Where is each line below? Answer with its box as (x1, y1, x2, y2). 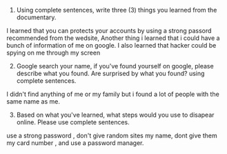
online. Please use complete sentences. (16, 118, 130, 126)
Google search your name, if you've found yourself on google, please (16, 62, 215, 70)
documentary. (16, 13, 57, 21)
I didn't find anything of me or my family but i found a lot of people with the (6, 90, 220, 98)
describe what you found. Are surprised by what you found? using (16, 69, 205, 77)
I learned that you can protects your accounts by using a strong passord (6, 27, 212, 35)
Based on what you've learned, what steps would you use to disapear (16, 110, 215, 119)
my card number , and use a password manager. (6, 139, 144, 147)
